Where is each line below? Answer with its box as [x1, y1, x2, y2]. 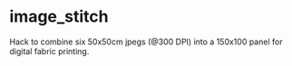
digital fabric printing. [9, 45, 90, 56]
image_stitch [9, 6, 109, 27]
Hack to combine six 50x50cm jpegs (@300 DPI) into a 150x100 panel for [9, 36, 283, 47]
